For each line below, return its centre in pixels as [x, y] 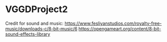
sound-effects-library [28, 34]
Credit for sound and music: [35, 23]
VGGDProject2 [37, 9]
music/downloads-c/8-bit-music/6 [41, 28]
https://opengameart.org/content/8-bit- [120, 28]
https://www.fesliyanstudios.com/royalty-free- [113, 23]
